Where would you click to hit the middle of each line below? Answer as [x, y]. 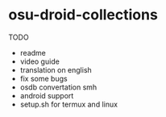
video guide [40, 61]
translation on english [56, 69]
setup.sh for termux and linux [69, 104]
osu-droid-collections [83, 15]
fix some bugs [44, 78]
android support [47, 95]
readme [33, 52]
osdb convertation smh [58, 87]
